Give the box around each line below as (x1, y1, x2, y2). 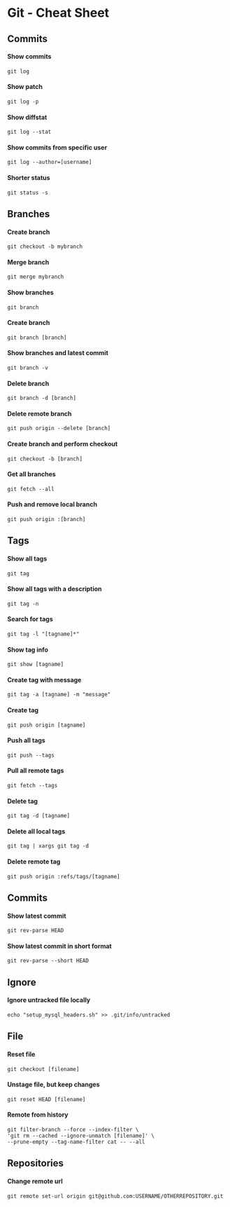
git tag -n (7, 600, 39, 607)
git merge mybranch (7, 273, 64, 281)
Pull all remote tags (7, 766, 64, 775)
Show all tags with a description (7, 585, 103, 593)
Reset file (7, 1050, 36, 1058)
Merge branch (7, 258, 50, 266)
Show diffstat (7, 113, 48, 121)
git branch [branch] (7, 334, 68, 341)
